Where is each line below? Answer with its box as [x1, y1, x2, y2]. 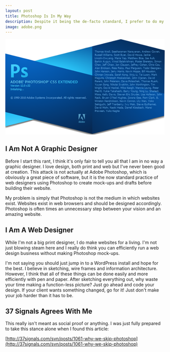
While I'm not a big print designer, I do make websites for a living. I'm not [5, 239, 157, 245]
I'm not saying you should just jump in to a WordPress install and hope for [5, 260, 158, 266]
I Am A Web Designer [5, 226, 74, 235]
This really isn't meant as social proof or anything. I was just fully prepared [5, 321, 161, 327]
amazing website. [5, 211, 42, 217]
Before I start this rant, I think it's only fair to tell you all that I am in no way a [5, 158, 163, 164]
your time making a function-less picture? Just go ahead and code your [5, 281, 154, 287]
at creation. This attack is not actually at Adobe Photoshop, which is [5, 169, 147, 175]
